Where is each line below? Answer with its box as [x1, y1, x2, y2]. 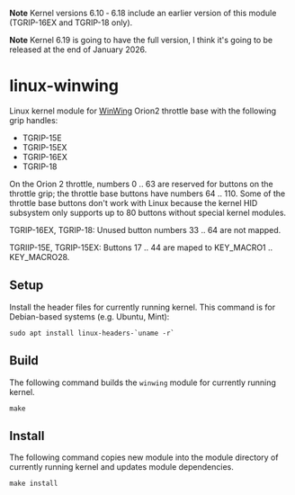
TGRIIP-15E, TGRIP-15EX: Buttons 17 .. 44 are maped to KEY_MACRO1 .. [9, 242, 273, 253]
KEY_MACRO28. [9, 251, 70, 262]
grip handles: [9, 114, 58, 125]
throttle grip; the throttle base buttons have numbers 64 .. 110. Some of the [9, 188, 286, 199]
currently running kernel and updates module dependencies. [9, 462, 234, 472]
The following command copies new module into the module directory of [9, 452, 279, 463]
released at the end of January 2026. [9, 44, 147, 55]
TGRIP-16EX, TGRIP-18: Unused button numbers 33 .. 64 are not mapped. [9, 224, 282, 235]
